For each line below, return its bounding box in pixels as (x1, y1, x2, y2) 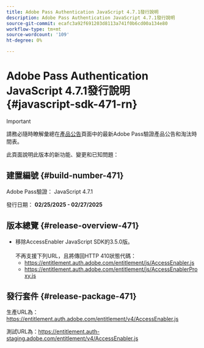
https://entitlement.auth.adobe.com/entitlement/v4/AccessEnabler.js (6, 316, 179, 323)
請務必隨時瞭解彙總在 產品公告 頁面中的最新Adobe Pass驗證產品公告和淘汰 (6, 130, 192, 138)
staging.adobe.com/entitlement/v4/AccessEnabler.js (6, 335, 139, 342)
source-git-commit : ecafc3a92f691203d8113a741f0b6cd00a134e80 (6, 20, 168, 26)
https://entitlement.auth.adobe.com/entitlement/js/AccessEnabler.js (24, 259, 195, 266)
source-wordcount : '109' (6, 32, 70, 38)
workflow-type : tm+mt (6, 26, 62, 32)
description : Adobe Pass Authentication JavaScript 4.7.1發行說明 (6, 15, 175, 21)
